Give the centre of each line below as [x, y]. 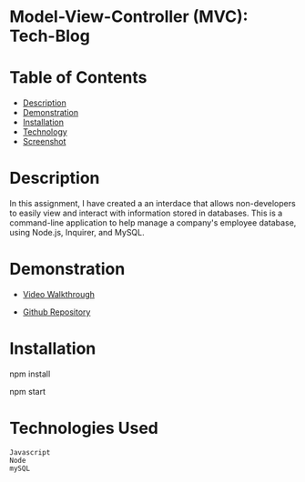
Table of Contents [78, 78]
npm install [30, 374]
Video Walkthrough [59, 294]
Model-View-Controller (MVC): [129, 17]
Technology [45, 132]
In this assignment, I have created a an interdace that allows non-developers [152, 204]
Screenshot [44, 142]
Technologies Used [84, 428]
